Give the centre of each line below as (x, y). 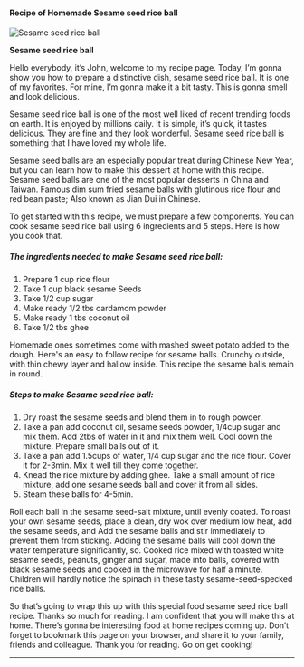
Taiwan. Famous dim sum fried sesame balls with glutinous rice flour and (145, 189)
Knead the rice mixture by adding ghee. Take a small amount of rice (149, 475)
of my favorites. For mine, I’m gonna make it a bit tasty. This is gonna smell (148, 87)
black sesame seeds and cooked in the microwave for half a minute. (136, 569)
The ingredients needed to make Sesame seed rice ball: (116, 256)
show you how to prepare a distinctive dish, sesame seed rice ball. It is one (149, 78)
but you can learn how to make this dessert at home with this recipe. (137, 170)
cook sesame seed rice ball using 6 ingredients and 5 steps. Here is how (145, 226)
